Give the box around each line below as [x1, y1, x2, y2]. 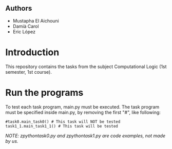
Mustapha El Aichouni [12, 17, 59, 24]
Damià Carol [12, 23, 40, 29]
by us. [5, 138, 18, 144]
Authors [5, 4, 32, 13]
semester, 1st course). [5, 69, 52, 75]
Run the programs [5, 87, 84, 98]
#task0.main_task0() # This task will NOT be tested [5, 119, 121, 124]
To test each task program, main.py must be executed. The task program [5, 103, 160, 110]
